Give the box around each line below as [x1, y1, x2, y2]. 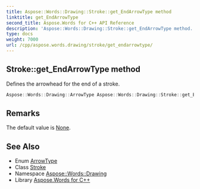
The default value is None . [6, 124, 71, 132]
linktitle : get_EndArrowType [6, 14, 79, 20]
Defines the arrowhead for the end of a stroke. [6, 80, 120, 87]
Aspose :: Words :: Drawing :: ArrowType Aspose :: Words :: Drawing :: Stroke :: [6, 92, 183, 97]
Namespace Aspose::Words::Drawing [14, 170, 107, 177]
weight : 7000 [6, 36, 39, 42]
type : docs [6, 31, 33, 37]
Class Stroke [14, 164, 46, 171]
